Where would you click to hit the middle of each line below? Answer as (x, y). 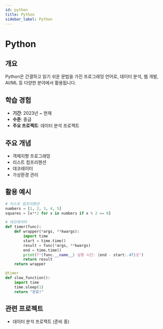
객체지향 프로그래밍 (31, 156)
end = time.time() (42, 250)
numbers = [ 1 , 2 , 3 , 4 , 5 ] (33, 208)
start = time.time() (45, 241)
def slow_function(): (28, 278)
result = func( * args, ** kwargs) (57, 245)
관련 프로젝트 (24, 308)
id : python (17, 10)
